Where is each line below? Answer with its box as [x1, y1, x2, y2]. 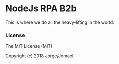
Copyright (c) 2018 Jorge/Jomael [5, 53, 74, 59]
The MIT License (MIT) [5, 43, 53, 49]
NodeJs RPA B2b [5, 3, 77, 14]
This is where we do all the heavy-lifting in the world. [5, 19, 114, 25]
